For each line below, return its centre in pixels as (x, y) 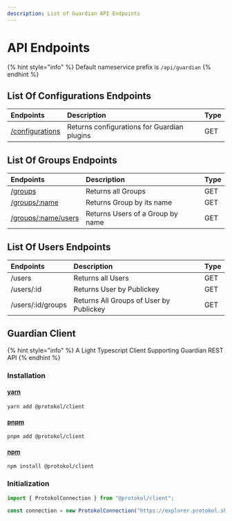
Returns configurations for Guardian (125, 127)
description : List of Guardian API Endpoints (74, 13)
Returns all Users (101, 278)
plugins (79, 135)
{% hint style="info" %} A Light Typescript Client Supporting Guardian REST (115, 350)
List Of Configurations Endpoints (79, 96)
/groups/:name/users (45, 218)
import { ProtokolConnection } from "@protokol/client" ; (91, 498)
